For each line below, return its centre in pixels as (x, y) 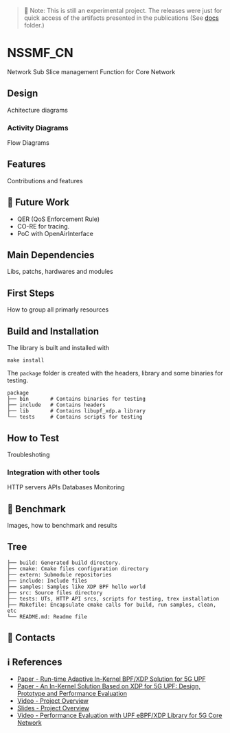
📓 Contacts (31, 638)
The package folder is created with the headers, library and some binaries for (115, 373)
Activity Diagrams (38, 128)
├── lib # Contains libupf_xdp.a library (77, 411)
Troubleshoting (28, 454)
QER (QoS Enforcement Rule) (58, 219)
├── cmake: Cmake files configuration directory (78, 569)
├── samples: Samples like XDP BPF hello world (77, 587)
